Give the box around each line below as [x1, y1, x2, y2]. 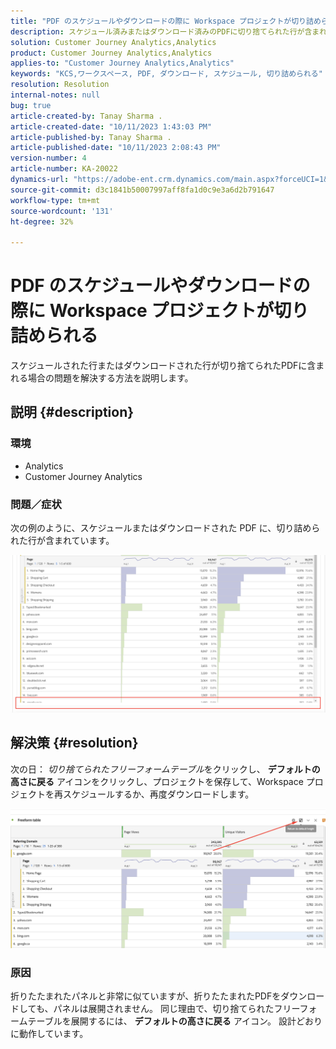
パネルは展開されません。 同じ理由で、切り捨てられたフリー [53, 1003, 300, 1015]
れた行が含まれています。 [10, 535, 115, 547]
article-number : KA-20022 [10, 164, 118, 174]
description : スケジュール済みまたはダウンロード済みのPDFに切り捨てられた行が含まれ [10, 26, 327, 37]
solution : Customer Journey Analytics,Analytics [10, 37, 217, 47]
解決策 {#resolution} [10, 735, 139, 752]
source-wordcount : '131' [10, 206, 114, 216]
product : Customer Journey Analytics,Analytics [10, 48, 213, 58]
